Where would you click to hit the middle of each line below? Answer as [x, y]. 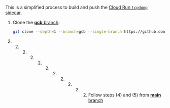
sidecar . [13, 13]
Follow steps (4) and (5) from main [125, 95]
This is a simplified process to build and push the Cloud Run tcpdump [77, 7]
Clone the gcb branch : [36, 22]
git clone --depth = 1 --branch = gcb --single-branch [67, 32]
